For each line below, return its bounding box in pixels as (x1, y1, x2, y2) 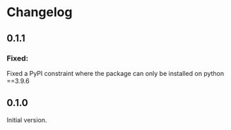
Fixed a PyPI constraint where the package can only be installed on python (6, 69, 225, 77)
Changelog (6, 4, 73, 20)
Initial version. (6, 115, 47, 124)
